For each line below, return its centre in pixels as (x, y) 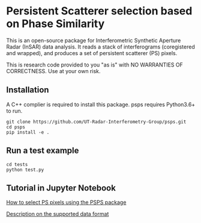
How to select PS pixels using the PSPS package (66, 203)
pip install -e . (28, 132)
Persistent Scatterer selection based (99, 11)
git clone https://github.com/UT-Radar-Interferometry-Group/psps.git (96, 122)
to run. (14, 111)
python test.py (25, 170)
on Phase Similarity (55, 24)
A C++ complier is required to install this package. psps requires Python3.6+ (101, 104)
